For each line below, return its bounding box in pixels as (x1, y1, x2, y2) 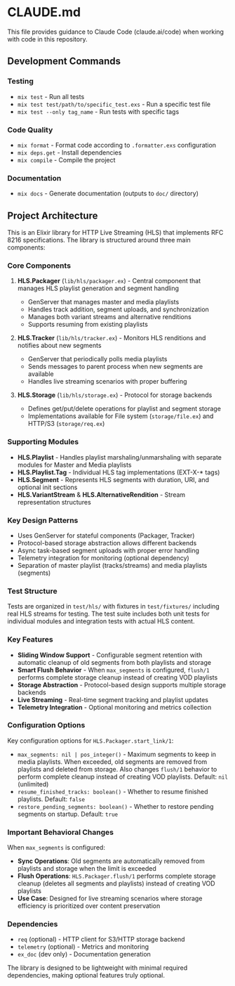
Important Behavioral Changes (7, 827, 114, 837)
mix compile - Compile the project (17, 155, 116, 164)
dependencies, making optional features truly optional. (7, 971, 166, 980)
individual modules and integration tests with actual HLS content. (7, 617, 195, 625)
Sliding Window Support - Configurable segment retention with (17, 651, 203, 659)
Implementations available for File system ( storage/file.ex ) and (27, 412, 214, 420)
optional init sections (17, 483, 78, 491)
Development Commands (7, 56, 121, 67)
